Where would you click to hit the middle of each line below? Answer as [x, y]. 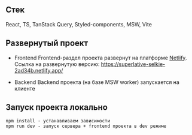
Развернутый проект [47, 43]
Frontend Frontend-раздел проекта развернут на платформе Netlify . [100, 58]
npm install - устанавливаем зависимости [58, 121]
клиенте [25, 88]
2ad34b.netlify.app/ [39, 70]
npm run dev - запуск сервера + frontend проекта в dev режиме [86, 126]
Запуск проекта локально [57, 107]
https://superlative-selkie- [133, 64]
